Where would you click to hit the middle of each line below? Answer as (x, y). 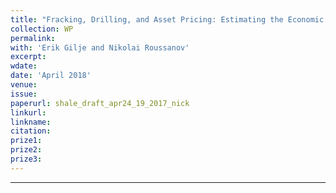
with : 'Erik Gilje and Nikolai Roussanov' (100, 47)
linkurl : (28, 112)
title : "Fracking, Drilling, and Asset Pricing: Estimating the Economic (167, 19)
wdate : (24, 66)
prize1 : (26, 141)
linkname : (31, 122)
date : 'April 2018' (51, 76)
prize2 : (26, 150)
